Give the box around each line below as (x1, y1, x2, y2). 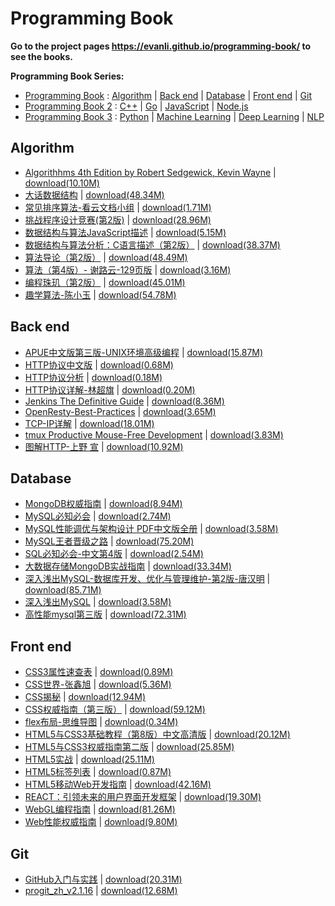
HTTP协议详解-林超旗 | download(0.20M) (24, 383, 196, 396)
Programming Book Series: (10, 70, 125, 82)
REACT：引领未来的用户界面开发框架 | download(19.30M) (24, 791, 262, 803)
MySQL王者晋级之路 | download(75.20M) (24, 535, 195, 547)
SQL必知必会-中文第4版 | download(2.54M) (24, 548, 204, 560)
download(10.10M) (24, 177, 100, 189)
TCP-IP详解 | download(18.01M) (24, 417, 155, 429)
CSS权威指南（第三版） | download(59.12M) (24, 703, 206, 716)
